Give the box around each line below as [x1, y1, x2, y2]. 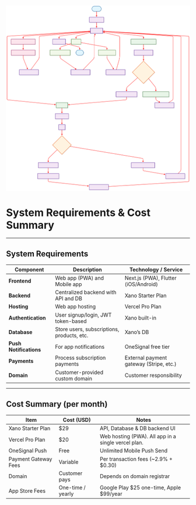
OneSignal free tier [124, 343, 170, 350]
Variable [58, 459, 79, 466]
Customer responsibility [124, 372, 182, 379]
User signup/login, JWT [55, 311, 112, 318]
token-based [55, 317, 87, 324]
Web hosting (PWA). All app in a [100, 433, 176, 440]
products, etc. [55, 332, 89, 339]
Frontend [8, 277, 32, 284]
